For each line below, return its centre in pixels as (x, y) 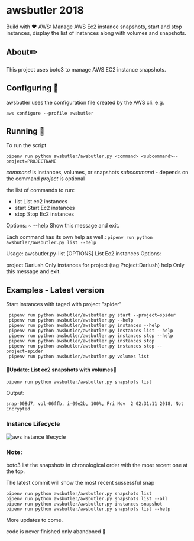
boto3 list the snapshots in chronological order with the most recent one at (97, 465)
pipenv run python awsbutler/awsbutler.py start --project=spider (92, 315)
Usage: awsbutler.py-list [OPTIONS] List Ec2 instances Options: (84, 254)
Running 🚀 (25, 131)
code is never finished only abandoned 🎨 (56, 531)
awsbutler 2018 (45, 10)
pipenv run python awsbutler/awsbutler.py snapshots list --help (88, 509)
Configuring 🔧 (33, 88)
